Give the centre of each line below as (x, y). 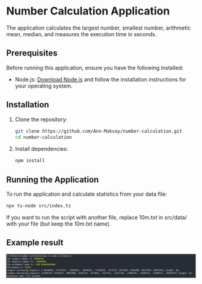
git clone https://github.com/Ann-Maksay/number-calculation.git (98, 131)
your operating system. (44, 86)
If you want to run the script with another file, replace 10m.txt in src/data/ (97, 217)
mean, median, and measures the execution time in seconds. (81, 34)
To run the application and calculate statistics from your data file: (87, 194)
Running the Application (53, 179)
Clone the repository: (41, 119)
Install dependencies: (41, 149)
